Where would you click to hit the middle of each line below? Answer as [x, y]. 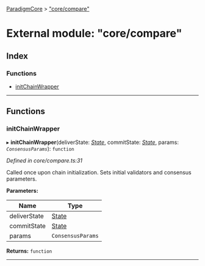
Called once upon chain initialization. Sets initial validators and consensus [99, 172]
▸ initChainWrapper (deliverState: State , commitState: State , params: [92, 142]
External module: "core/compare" [94, 34]
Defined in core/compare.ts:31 [44, 160]
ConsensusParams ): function [40, 148]
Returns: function [29, 251]
